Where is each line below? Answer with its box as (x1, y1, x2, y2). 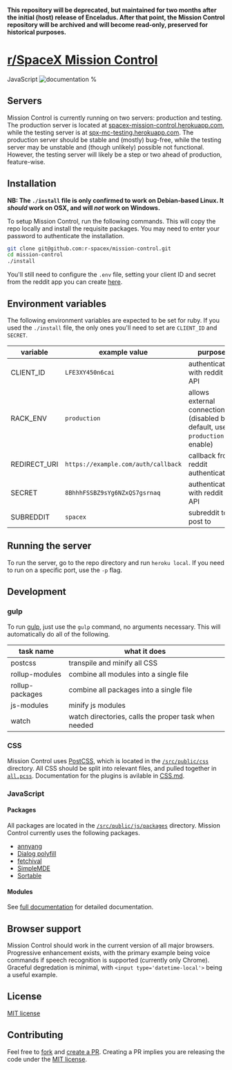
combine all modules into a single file (68, 669, 188, 679)
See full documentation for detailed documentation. (7, 903, 154, 911)
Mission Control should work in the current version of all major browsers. (7, 941, 215, 949)
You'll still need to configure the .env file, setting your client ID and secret (7, 270, 216, 279)
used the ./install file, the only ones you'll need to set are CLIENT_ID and (7, 323, 217, 332)
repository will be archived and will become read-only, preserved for (7, 21, 209, 28)
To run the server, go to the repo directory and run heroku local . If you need (7, 558, 224, 567)
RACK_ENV (10, 413, 47, 423)
